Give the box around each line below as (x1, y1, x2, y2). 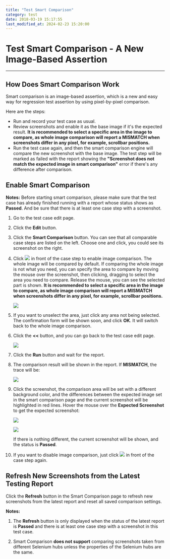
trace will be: (13, 367, 40, 373)
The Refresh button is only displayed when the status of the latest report (13, 518, 164, 524)
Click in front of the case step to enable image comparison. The (13, 255, 152, 261)
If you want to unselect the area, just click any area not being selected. (13, 312, 160, 318)
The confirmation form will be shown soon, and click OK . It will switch (13, 317, 158, 323)
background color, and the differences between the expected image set (13, 391, 162, 397)
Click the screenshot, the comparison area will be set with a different (13, 386, 156, 392)
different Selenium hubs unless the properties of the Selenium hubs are (13, 543, 161, 549)
